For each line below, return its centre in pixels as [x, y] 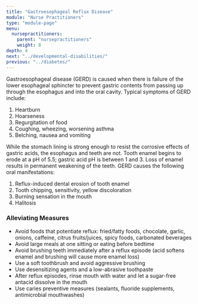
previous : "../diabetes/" [38, 62]
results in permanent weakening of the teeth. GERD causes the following [95, 166]
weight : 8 [29, 45]
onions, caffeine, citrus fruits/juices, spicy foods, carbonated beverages [103, 238]
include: [16, 98]
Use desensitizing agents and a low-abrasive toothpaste [84, 269]
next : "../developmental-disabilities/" [57, 56]
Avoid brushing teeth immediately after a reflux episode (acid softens [100, 250]
